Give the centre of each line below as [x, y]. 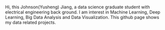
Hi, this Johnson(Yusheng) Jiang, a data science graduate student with [78, 7]
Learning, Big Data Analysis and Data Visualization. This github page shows [82, 17]
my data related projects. [30, 22]
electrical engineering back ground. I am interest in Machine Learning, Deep [83, 12]
